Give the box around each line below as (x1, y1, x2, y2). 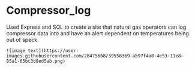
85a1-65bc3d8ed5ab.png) (6, 58, 66, 64)
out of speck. (6, 36, 39, 43)
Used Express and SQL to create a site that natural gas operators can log (6, 23, 187, 31)
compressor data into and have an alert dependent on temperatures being (6, 29, 189, 36)
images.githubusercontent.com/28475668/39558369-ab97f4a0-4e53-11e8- (6, 53, 184, 59)
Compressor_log (6, 4, 91, 17)
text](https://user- (28, 47, 79, 54)
